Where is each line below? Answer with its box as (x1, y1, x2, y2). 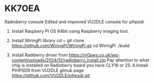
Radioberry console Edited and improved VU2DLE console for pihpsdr (4, 19, 144, 25)
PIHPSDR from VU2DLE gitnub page (11, 67, 84, 73)
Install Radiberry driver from (11, 52, 68, 58)
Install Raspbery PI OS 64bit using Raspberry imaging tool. (11, 28, 129, 34)
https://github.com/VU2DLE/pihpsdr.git (11, 72, 90, 78)
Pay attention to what (106, 57, 149, 63)
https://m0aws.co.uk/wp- (68, 52, 120, 58)
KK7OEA (4, 3, 40, 14)
